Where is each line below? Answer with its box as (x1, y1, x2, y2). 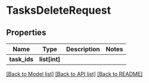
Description (66, 45, 100, 53)
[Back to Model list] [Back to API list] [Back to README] (6, 70, 143, 78)
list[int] (39, 55, 61, 63)
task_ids (9, 55, 34, 63)
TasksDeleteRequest (6, 4, 111, 17)
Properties (6, 27, 46, 38)
